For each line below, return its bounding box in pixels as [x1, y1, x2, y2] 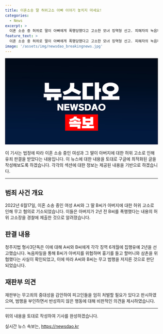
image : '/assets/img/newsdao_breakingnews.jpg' [5, 44, 103, 49]
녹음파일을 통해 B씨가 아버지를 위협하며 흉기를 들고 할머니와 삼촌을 [27, 250, 153, 256]
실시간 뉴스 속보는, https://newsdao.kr [5, 323, 79, 329]
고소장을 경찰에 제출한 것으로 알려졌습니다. [10, 215, 91, 220]
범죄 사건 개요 [5, 188, 44, 197]
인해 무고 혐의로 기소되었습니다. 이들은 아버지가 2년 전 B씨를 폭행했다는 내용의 [5, 209, 153, 215]
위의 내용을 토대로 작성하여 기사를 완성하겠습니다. [5, 313, 98, 319]
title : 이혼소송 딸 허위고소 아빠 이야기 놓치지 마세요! [5, 8, 102, 13]
